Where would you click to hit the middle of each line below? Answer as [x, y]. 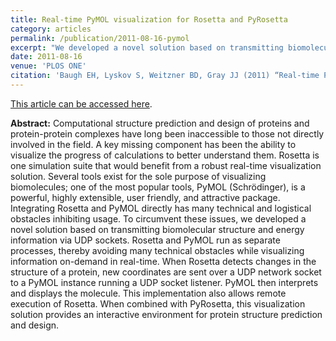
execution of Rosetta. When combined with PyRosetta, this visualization [158, 303]
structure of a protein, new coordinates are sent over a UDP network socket [166, 272]
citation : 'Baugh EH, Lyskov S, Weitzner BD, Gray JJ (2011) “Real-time [165, 76]
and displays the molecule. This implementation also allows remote [148, 293]
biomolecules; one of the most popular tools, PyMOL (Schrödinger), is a [158, 187]
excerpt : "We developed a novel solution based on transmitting [147, 47]
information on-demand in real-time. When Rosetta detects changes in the [163, 261]
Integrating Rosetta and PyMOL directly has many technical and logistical [161, 208]
